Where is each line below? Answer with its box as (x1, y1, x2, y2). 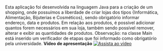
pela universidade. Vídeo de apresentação (5, 41, 93, 46)
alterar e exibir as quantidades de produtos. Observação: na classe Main (5, 30, 153, 36)
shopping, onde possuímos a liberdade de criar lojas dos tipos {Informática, (5, 9, 159, 15)
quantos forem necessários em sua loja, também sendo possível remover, (5, 25, 155, 31)
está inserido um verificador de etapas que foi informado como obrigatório (5, 35, 157, 41)
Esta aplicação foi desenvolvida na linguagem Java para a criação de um (5, 4, 153, 10)
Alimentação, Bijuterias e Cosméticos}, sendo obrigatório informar (5, 15, 139, 20)
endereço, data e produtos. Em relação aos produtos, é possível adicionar (5, 20, 155, 25)
